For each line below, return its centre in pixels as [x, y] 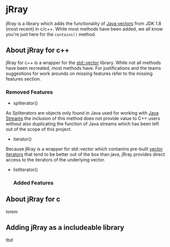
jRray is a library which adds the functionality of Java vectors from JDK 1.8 [84, 23]
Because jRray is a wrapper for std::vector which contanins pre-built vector [84, 149]
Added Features [33, 183]
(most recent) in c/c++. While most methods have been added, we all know [84, 29]
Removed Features [29, 92]
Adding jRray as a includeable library [65, 228]
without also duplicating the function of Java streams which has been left [82, 124]
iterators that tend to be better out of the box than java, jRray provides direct [86, 154]
